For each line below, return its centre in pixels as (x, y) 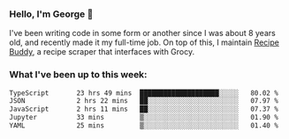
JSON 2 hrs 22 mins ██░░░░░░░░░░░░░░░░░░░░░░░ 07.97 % (144, 101)
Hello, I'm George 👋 (51, 14)
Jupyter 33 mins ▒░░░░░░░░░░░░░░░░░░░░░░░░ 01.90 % (144, 118)
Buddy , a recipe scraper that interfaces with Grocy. (102, 52)
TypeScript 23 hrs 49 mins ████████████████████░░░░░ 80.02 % (144, 93)
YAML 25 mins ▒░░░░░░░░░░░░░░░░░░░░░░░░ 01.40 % (144, 126)
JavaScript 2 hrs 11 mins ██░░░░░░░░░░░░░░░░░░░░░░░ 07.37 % (144, 109)
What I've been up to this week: (78, 75)
